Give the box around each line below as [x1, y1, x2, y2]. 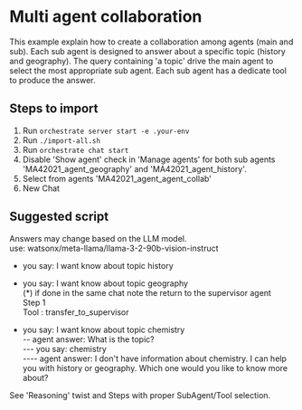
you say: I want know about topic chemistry [22, 324, 185, 335]
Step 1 [22, 297, 46, 308]
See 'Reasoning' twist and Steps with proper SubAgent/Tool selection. [9, 389, 271, 400]
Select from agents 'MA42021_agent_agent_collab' [22, 173, 212, 184]
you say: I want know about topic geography [22, 278, 188, 289]
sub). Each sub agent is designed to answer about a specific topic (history [9, 45, 287, 56]
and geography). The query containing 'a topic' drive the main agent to [9, 55, 274, 66]
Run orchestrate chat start [22, 144, 129, 155]
